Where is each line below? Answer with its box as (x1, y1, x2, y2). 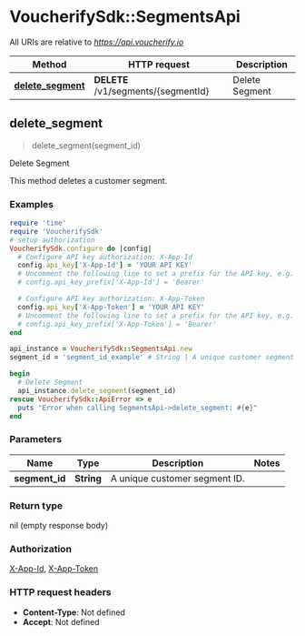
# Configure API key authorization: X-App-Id (17, 252, 193, 261)
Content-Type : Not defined (22, 607, 125, 618)
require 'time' (9, 218, 67, 228)
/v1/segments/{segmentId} (93, 85, 210, 97)
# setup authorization (9, 235, 95, 245)
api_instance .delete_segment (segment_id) (17, 386, 177, 395)
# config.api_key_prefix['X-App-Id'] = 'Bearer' (17, 278, 205, 288)
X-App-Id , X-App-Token (9, 563, 98, 574)
